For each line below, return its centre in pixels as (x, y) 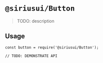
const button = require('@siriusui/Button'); (52, 47)
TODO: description (36, 21)
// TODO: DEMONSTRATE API (31, 56)
